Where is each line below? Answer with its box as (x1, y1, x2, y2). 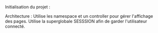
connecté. (5, 23, 25, 29)
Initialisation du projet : (5, 4, 50, 10)
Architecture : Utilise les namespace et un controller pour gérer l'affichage (5, 13, 154, 19)
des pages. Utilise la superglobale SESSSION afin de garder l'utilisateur (5, 19, 147, 24)
